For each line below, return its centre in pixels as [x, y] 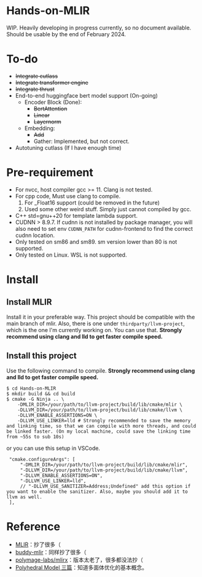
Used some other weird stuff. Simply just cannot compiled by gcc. [108, 209]
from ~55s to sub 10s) [35, 436]
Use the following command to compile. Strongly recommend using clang [101, 370]
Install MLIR [29, 302]
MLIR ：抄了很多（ [38, 544]
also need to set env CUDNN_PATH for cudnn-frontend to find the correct [104, 228]
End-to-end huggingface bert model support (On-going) [87, 95]
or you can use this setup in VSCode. [53, 448]
